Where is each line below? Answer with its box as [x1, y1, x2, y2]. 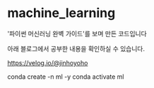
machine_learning [7, 5, 116, 21]
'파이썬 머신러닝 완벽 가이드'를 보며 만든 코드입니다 [7, 29, 147, 38]
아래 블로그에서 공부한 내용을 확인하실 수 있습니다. [7, 44, 146, 53]
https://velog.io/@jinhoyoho [7, 58, 88, 67]
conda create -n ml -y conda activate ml [7, 72, 124, 81]
